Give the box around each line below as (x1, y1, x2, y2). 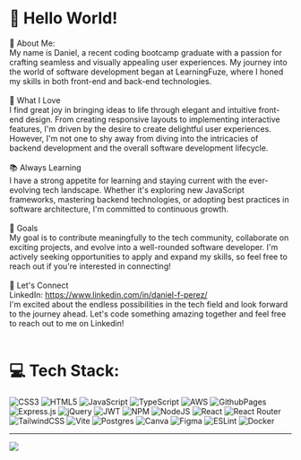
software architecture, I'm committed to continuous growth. (9, 204, 229, 214)
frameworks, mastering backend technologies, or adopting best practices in (9, 194, 289, 204)
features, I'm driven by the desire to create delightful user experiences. (9, 123, 271, 134)
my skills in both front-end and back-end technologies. (9, 75, 212, 86)
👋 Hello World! (9, 8, 118, 29)
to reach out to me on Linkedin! (9, 317, 125, 328)
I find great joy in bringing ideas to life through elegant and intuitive (9, 104, 257, 115)
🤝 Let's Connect (9, 280, 69, 291)
